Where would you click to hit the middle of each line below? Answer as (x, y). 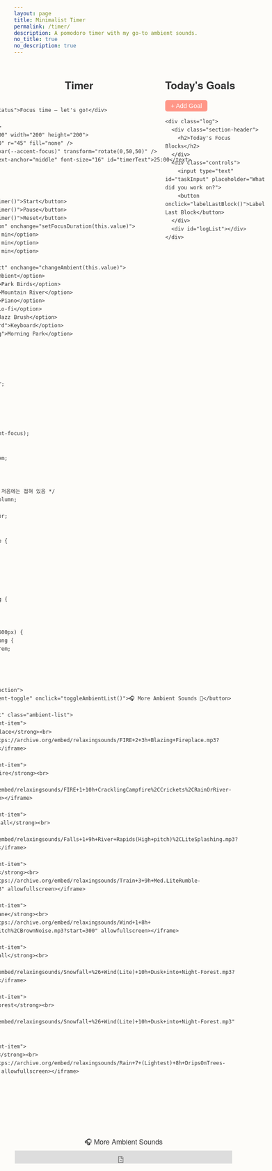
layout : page (33, 13)
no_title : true (36, 40)
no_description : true (45, 46)
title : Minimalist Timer (50, 20)
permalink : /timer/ (42, 26)
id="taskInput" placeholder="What (215, 179)
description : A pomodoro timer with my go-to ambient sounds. (106, 33)
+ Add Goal (186, 105)
